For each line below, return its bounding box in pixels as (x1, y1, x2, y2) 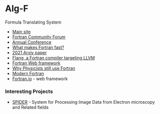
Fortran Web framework (12, 60, 61, 66)
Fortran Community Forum (12, 34, 66, 40)
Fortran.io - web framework (12, 76, 68, 82)
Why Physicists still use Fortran (12, 65, 76, 71)
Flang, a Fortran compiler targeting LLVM (12, 55, 95, 60)
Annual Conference (12, 39, 51, 45)
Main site (12, 28, 31, 34)
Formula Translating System (5, 19, 62, 25)
